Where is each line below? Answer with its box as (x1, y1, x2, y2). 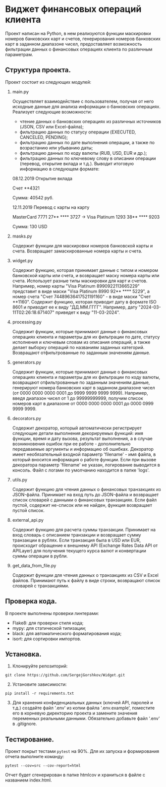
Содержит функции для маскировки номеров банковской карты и (12, 242, 153, 248)
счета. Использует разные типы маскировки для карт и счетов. (12, 278, 148, 284)
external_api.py (12, 517, 44, 523)
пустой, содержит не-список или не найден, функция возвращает (12, 502, 153, 508)
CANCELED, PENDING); (19, 134, 68, 140)
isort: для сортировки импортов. (12, 636, 81, 642)
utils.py (12, 477, 28, 483)
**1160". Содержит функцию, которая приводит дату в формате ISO (12, 299, 157, 304)
